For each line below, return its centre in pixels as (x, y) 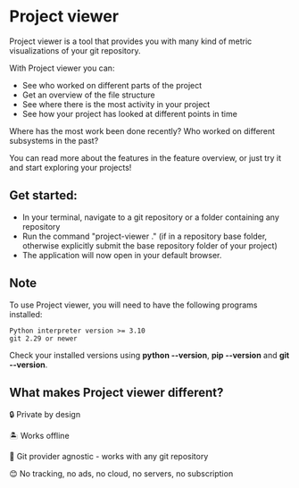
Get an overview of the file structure (89, 95)
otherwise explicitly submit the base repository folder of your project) (150, 245)
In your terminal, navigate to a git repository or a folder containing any (150, 217)
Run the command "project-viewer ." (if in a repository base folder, (145, 236)
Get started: (43, 195)
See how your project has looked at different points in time (130, 114)
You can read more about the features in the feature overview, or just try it (145, 157)
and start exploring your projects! (71, 167)
